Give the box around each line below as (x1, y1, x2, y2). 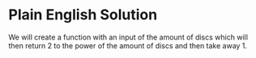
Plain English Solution (8, 6, 158, 24)
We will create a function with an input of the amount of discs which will (8, 32, 249, 42)
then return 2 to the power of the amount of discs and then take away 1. (8, 40, 248, 50)
